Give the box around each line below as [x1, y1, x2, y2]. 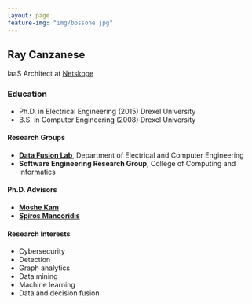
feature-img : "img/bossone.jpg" [7, 19, 113, 27]
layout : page [7, 11, 50, 20]
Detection [18, 255, 51, 265]
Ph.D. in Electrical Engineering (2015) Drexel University [18, 106, 196, 116]
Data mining [18, 272, 58, 281]
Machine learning [18, 280, 75, 290]
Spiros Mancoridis [18, 211, 80, 221]
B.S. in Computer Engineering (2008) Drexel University [18, 115, 196, 124]
